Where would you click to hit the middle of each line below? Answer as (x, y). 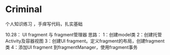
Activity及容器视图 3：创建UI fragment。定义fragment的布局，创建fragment (85, 41)
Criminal (24, 9)
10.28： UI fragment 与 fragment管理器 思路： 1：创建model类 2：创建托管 (84, 34)
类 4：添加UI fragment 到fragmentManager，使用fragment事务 (71, 47)
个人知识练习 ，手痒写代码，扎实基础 (44, 24)
